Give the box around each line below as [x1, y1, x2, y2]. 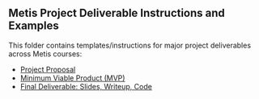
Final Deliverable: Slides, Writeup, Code [19, 81, 152, 91]
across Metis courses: [8, 48, 83, 59]
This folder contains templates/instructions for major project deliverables [8, 40, 252, 50]
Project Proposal [19, 64, 76, 74]
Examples [8, 19, 59, 33]
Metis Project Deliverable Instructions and [8, 6, 225, 20]
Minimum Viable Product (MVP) [19, 72, 125, 83]
